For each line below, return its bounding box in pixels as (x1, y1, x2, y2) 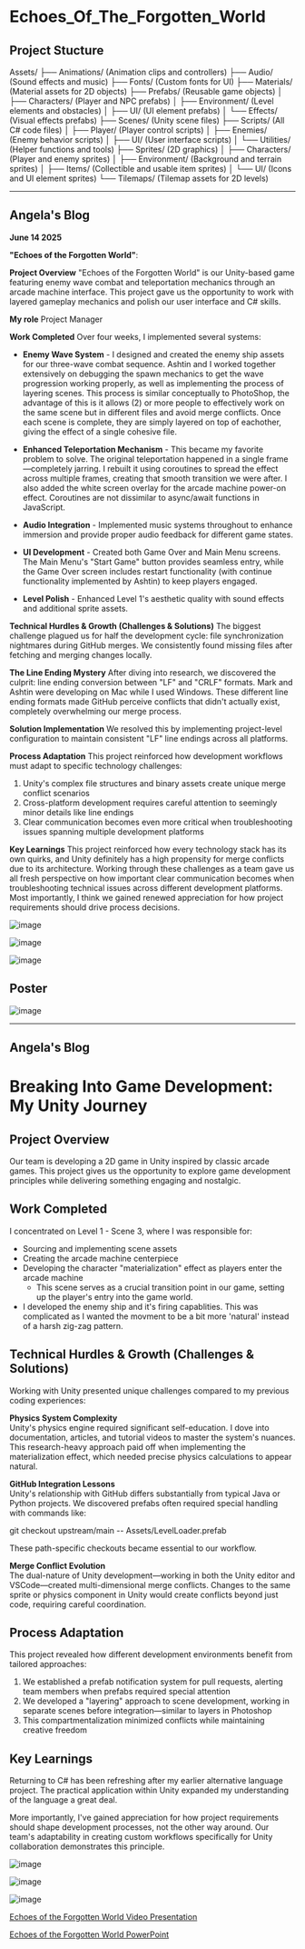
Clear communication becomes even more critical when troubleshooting (22, 816, 293, 827)
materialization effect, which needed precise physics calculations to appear (9, 1451, 292, 1462)
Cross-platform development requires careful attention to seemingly (22, 797, 278, 808)
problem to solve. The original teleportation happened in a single (22, 453, 265, 465)
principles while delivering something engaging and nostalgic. (9, 1175, 241, 1186)
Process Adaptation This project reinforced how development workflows (9, 750, 283, 761)
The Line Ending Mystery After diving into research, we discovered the (9, 666, 277, 678)
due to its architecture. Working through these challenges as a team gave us (9, 863, 295, 874)
